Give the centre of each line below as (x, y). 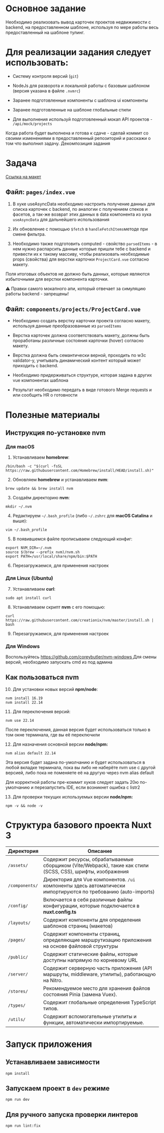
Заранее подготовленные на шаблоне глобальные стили (72, 110)
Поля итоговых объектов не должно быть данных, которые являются (78, 274)
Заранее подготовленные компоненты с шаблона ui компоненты (80, 100)
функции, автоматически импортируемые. (93, 1022)
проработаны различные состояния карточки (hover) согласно (78, 341)
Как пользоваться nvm (42, 678)
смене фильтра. (29, 234)
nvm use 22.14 (20, 720)
